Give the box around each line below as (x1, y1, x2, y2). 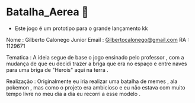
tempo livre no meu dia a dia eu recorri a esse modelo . (6, 90, 141, 97)
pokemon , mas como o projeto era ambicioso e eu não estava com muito (6, 84, 186, 91)
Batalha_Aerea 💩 (6, 5, 89, 19)
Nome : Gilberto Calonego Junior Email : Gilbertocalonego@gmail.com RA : (6, 36, 190, 43)
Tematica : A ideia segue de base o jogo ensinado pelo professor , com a (6, 54, 184, 61)
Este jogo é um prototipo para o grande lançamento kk (14, 25, 148, 32)
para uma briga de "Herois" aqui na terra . (6, 66, 108, 73)
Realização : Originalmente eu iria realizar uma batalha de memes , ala (6, 78, 178, 85)
